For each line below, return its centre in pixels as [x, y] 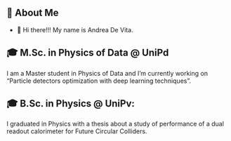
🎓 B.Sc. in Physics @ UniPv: [71, 103]
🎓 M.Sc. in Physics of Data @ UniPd [88, 53]
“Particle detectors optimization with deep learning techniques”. [99, 81]
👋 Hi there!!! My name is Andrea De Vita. [75, 29]
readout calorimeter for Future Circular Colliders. [77, 131]
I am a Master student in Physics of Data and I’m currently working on [107, 73]
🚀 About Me [33, 13]
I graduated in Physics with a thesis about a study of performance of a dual [115, 124]
